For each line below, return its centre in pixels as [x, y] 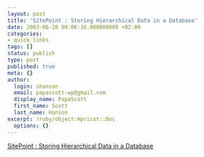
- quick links [28, 40]
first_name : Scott [41, 106]
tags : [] [20, 47]
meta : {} [20, 73]
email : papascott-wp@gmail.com [60, 93]
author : [19, 80]
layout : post [27, 14]
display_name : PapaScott [50, 100]
